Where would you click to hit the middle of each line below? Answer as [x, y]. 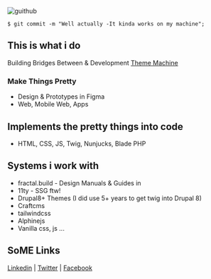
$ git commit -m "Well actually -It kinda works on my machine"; [106, 24]
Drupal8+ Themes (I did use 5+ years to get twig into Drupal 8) [110, 198]
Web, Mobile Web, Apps [53, 104]
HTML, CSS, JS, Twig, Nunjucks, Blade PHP [82, 143]
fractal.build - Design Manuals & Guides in [79, 183]
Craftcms [31, 205]
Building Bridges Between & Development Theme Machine [93, 62]
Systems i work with [53, 166]
